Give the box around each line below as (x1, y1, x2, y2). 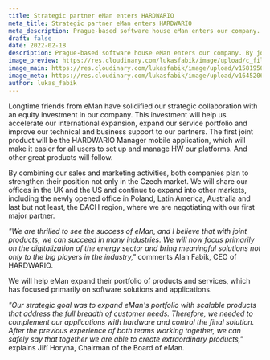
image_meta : (8, 72, 48, 80)
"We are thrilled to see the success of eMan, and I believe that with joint (8, 226, 247, 235)
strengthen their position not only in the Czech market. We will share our (8, 176, 248, 186)
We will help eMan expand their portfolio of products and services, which (8, 276, 251, 285)
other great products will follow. (8, 152, 113, 162)
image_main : (8, 64, 48, 72)
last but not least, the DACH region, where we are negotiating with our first (8, 202, 256, 211)
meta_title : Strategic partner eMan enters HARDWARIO (8, 19, 193, 27)
